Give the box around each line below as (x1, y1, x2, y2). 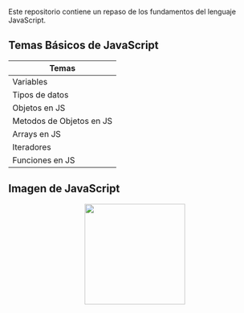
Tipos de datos (12, 89, 69, 100)
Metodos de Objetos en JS (12, 115, 113, 126)
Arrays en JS (12, 128, 62, 139)
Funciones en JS (12, 154, 75, 166)
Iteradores (12, 141, 51, 152)
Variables (12, 76, 48, 87)
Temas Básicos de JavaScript (8, 39, 159, 52)
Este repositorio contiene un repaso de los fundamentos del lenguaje (8, 7, 237, 16)
